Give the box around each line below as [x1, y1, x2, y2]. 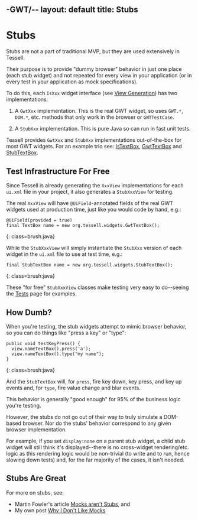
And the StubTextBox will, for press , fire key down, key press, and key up [6, 378, 182, 385]
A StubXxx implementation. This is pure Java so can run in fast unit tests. [14, 125, 191, 132]
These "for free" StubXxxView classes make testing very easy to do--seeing [6, 284, 189, 291]
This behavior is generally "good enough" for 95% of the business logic [6, 395, 181, 402]
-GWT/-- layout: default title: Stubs [6, 5, 138, 15]
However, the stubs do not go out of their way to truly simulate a [6, 413, 163, 420]
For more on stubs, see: [6, 489, 64, 496]
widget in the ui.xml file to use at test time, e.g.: [6, 251, 123, 258]
